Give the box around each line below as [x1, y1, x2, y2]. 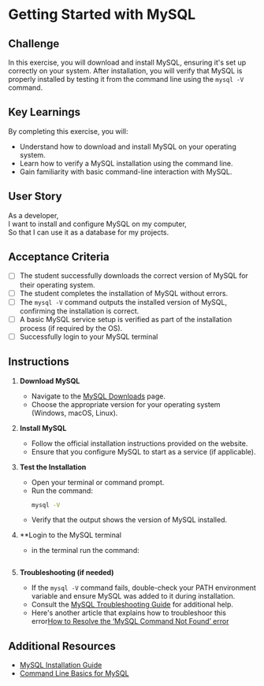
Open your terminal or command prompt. [31, 477, 165, 487]
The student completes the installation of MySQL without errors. [19, 288, 229, 298]
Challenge [8, 37, 60, 50]
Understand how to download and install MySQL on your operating [19, 142, 236, 151]
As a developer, [8, 210, 59, 220]
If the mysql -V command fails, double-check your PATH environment [31, 583, 256, 592]
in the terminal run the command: [31, 546, 139, 555]
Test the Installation [19, 462, 87, 472]
